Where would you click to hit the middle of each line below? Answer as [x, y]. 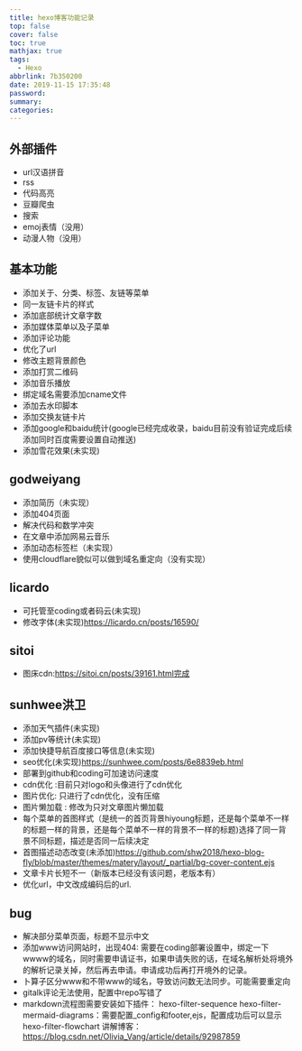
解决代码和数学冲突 [58, 525]
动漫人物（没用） [54, 238]
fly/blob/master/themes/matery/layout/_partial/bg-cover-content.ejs [148, 862]
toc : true [28, 43]
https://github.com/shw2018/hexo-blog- [190, 853]
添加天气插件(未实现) [61, 728]
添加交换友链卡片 [54, 417]
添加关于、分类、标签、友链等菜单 [86, 292]
